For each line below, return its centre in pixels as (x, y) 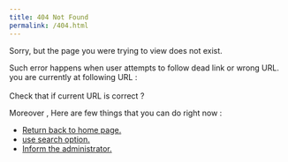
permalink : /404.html (49, 26)
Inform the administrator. (67, 148)
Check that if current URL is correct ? (77, 96)
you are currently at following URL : (73, 77)
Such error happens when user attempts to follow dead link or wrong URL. (144, 68)
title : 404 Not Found (49, 17)
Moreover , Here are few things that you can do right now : (116, 113)
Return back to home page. (72, 129)
